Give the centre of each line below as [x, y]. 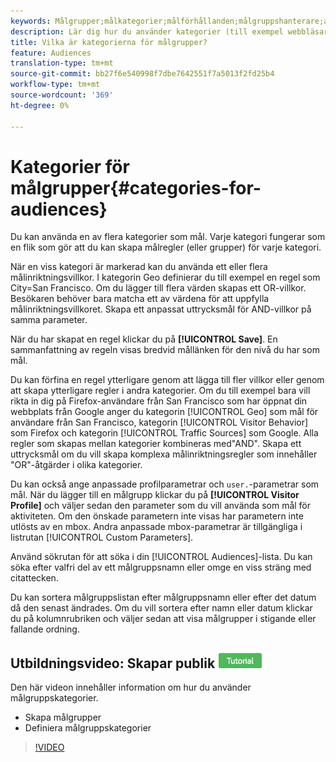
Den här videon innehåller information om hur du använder [131, 687]
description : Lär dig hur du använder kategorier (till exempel [147, 31]
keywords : [31, 21]
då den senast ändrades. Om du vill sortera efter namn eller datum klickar [161, 608]
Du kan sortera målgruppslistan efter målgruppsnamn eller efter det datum [163, 597]
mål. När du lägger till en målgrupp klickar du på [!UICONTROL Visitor [155, 495]
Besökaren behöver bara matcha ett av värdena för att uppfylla [140, 299]
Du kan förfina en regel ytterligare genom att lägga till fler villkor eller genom [167, 380]
